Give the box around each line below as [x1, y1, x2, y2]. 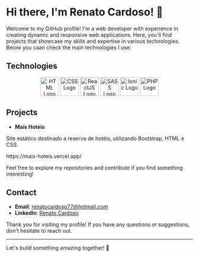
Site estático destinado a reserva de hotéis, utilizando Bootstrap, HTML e [6, 135, 185, 142]
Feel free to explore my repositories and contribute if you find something [6, 164, 184, 171]
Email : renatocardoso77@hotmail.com [14, 203, 108, 210]
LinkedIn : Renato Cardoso [14, 210, 79, 217]
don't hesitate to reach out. [6, 227, 72, 234]
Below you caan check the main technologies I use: [6, 44, 131, 51]
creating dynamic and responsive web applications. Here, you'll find [6, 31, 172, 38]
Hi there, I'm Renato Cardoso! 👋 [6, 5, 163, 19]
